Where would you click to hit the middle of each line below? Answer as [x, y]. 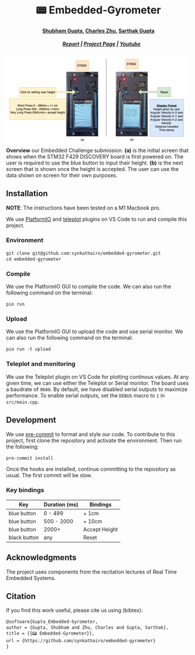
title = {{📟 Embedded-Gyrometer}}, [50, 634]
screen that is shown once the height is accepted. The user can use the [93, 169]
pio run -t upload [28, 349]
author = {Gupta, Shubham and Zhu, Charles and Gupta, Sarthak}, [87, 628]
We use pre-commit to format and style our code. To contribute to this [91, 434]
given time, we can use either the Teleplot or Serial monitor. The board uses [97, 383]
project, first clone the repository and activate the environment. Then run [94, 440]
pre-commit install [30, 458]
